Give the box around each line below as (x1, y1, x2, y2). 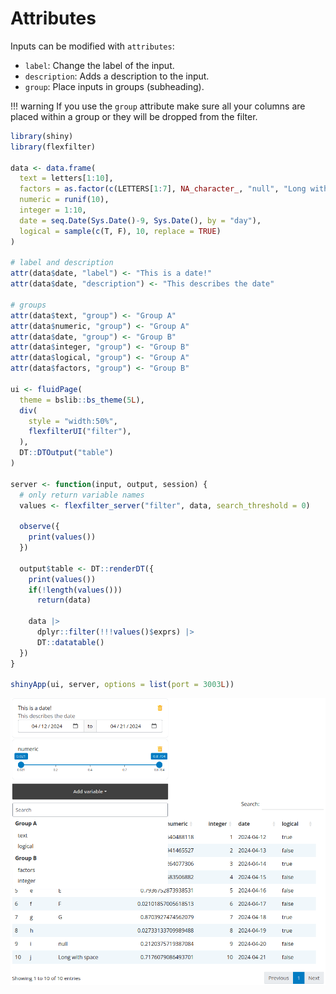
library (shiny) (10, 131, 74, 141)
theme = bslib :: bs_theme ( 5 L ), (19, 395, 145, 405)
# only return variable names (19, 490, 145, 500)
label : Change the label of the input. (24, 59, 175, 71)
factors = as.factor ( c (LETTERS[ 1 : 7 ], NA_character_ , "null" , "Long (19, 184, 307, 194)
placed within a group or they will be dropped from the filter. (10, 110, 258, 122)
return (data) (36, 595, 92, 606)
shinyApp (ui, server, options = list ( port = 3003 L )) (10, 680, 235, 690)
